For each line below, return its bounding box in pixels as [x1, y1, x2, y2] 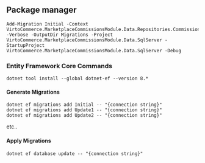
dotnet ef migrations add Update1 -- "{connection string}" [6, 107, 163, 113]
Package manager [6, 5, 77, 15]
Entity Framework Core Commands [6, 61, 113, 70]
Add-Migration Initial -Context [6, 21, 88, 27]
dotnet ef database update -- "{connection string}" [6, 150, 143, 157]
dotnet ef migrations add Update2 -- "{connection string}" [6, 113, 163, 119]
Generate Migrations [6, 88, 60, 95]
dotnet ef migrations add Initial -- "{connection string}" [6, 102, 163, 108]
